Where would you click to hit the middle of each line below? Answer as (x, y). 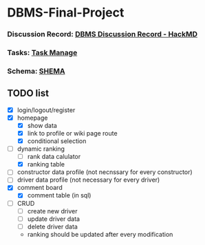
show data (42, 125)
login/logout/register (46, 110)
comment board (40, 188)
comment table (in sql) (59, 195)
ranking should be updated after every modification (100, 234)
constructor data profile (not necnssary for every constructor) (105, 172)
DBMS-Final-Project (66, 13)
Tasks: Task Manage (42, 53)
